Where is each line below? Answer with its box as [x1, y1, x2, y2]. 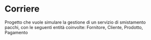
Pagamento [4, 29, 28, 35]
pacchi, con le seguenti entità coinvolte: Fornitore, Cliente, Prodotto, [4, 24, 143, 30]
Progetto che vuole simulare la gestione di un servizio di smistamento [4, 19, 146, 25]
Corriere [4, 3, 40, 14]
